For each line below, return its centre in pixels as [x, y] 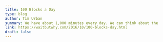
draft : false [18, 32]
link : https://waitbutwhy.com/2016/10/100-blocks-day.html [66, 28]
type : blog [16, 14]
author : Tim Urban [24, 18]
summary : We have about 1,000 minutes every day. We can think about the [82, 23]
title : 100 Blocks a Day [30, 9]
